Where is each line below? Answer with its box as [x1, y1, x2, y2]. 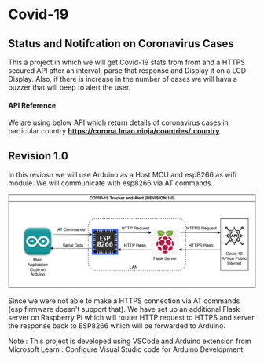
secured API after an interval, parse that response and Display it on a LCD [8, 66, 247, 75]
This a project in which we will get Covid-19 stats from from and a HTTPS [8, 57, 246, 67]
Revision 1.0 [8, 149, 68, 163]
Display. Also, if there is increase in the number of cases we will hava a [8, 75, 238, 83]
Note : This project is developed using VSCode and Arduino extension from [8, 336, 251, 346]
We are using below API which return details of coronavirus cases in [8, 118, 229, 127]
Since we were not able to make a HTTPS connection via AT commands [8, 296, 240, 305]
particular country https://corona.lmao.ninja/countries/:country [8, 126, 220, 136]
